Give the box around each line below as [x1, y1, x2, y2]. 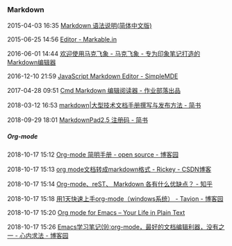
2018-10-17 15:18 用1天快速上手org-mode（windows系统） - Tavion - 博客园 [7, 195, 224, 203]
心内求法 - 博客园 [19, 231, 69, 240]
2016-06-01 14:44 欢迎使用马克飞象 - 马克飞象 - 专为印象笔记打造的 [7, 50, 201, 58]
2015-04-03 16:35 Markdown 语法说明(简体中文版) [7, 21, 152, 30]
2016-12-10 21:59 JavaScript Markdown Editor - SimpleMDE [7, 72, 179, 80]
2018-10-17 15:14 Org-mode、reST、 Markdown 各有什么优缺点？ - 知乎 [7, 180, 213, 188]
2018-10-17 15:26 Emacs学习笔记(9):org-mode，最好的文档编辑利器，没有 [7, 223, 219, 231]
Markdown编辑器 [7, 58, 56, 67]
